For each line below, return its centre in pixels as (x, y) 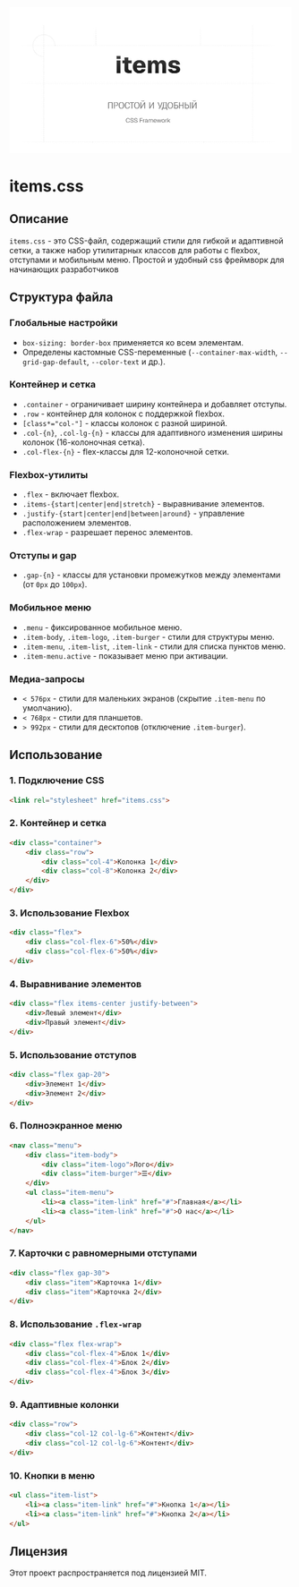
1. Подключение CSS (57, 781)
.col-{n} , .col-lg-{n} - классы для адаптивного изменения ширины (153, 432)
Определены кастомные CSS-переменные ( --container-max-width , (150, 352)
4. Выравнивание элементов (75, 984)
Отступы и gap (43, 556)
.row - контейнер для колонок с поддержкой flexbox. (124, 414)
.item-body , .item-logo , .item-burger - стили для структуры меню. (148, 636)
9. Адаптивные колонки (64, 1404)
